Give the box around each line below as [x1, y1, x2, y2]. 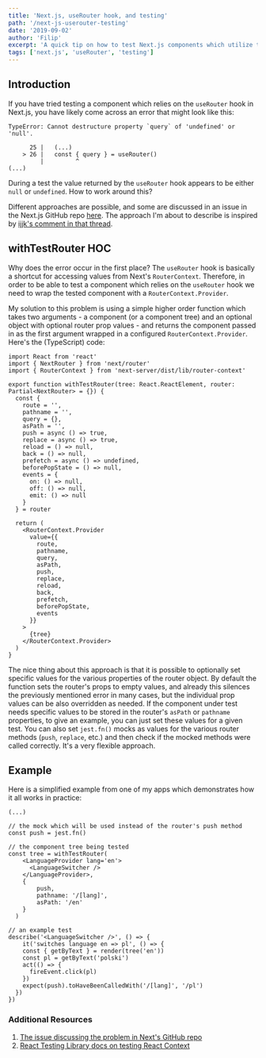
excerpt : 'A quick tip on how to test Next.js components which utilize [8, 41, 253, 49]
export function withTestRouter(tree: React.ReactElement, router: [8, 380, 236, 389]
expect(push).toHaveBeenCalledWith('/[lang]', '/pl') [22, 982, 203, 990]
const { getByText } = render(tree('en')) [22, 947, 165, 956]
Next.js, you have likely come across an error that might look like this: [8, 107, 235, 117]
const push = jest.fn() [8, 830, 87, 838]
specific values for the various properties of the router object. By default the [8, 673, 257, 683]
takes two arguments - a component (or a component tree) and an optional [8, 312, 253, 321]
